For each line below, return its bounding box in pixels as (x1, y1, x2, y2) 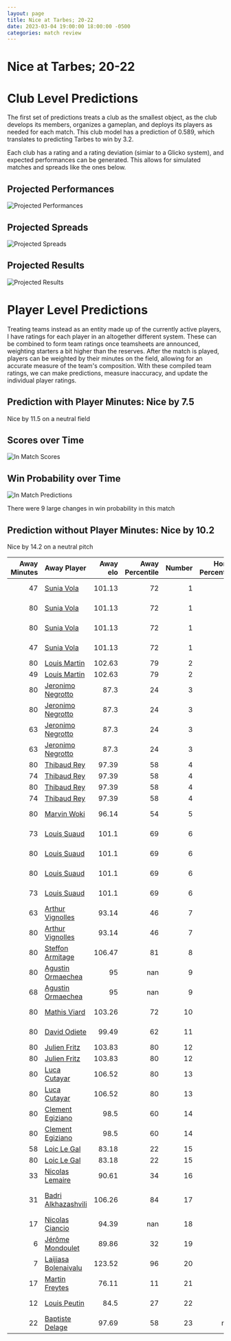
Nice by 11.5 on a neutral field (7, 414, 91, 422)
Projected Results (7, 260, 85, 272)
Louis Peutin (44, 1298, 85, 1308)
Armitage (44, 952, 74, 961)
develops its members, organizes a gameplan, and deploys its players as (7, 121, 213, 129)
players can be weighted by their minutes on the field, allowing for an (7, 354, 203, 362)
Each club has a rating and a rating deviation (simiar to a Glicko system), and (7, 149, 224, 157)
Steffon (44, 943, 69, 953)
